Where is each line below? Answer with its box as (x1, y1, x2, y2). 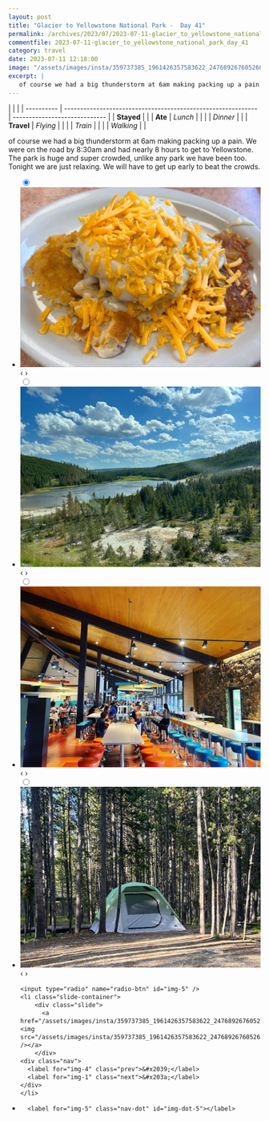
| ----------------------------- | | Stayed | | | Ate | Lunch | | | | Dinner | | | (8, 112, 248, 122)
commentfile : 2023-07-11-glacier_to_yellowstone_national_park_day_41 (8, 38, 249, 46)
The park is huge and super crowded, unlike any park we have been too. (8, 153, 247, 163)
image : (8, 64, 30, 72)
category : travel (8, 46, 66, 55)
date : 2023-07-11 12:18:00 (8, 55, 98, 63)
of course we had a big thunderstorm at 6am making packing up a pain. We (8, 136, 258, 146)
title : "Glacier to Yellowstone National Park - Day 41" (8, 21, 206, 30)
